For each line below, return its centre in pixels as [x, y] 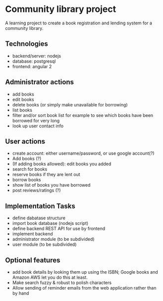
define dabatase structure [39, 218]
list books [22, 110]
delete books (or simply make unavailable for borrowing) [70, 104]
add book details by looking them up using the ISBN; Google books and [85, 272]
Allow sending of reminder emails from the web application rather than [84, 288]
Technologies [27, 44]
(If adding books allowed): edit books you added [62, 164]
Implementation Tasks [40, 206]
